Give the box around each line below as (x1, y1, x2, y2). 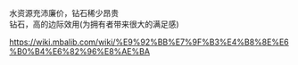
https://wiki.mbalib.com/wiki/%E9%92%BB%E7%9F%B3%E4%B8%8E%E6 (9, 37, 290, 47)
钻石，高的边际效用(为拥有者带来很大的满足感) (9, 19, 180, 29)
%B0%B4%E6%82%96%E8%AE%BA (9, 46, 150, 56)
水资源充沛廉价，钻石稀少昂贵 (9, 8, 119, 18)
